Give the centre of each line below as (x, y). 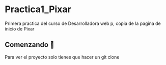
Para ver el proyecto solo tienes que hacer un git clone (62, 57)
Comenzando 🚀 (30, 45)
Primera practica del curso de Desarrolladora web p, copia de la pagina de (83, 23)
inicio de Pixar (20, 28)
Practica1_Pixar (38, 9)
